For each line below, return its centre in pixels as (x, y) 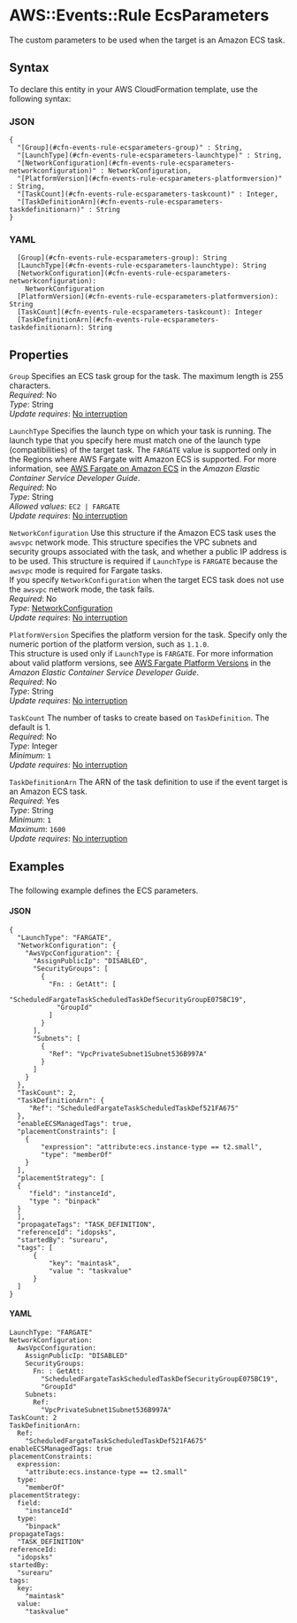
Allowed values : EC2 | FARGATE (65, 507)
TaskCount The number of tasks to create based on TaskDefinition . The (139, 718)
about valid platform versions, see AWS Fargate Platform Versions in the (140, 663)
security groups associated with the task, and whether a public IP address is (148, 552)
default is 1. (30, 727)
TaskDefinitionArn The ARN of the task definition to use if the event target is (148, 782)
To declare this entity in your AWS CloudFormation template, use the (133, 89)
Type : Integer (34, 746)
